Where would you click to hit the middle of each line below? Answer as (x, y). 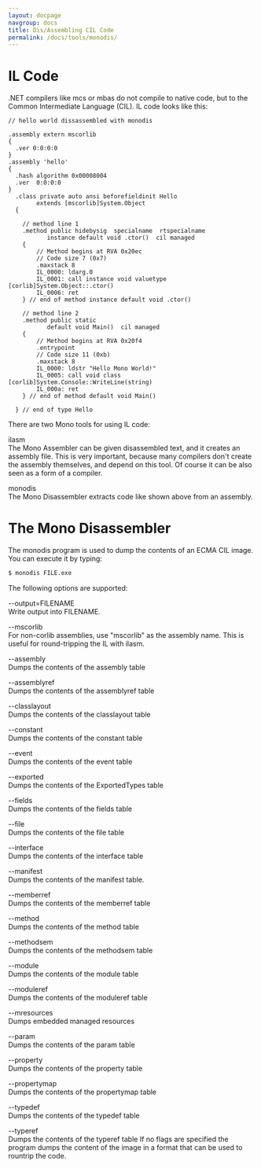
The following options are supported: (68, 588)
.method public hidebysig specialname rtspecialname (114, 231)
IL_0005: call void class (79, 376)
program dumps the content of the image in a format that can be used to (125, 1148)
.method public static (59, 321)
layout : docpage (35, 15)
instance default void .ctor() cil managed (121, 238)
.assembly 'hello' (38, 162)
